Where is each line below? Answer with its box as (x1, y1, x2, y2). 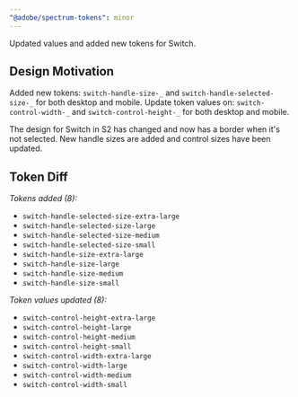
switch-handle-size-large (22, 260, 119, 269)
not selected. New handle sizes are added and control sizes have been (9, 134, 271, 145)
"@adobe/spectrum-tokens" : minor (9, 13, 135, 22)
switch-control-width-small (22, 381, 127, 390)
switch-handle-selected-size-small (22, 241, 156, 250)
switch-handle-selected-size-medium (22, 231, 160, 241)
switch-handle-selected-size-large (22, 222, 156, 231)
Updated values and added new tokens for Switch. (9, 38, 197, 49)
